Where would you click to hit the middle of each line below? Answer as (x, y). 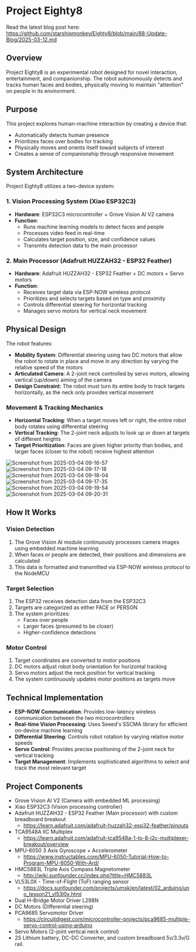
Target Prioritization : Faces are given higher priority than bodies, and (99, 445)
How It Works (31, 512)
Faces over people (46, 620)
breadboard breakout (40, 819)
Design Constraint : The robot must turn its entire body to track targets (100, 386)
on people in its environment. (41, 91)
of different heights (38, 439)
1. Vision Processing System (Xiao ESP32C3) (71, 201)
